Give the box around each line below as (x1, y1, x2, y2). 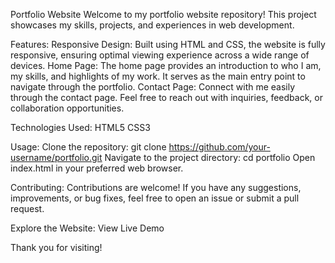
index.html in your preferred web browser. (10, 162, 184, 174)
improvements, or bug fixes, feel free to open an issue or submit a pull (10, 192, 300, 204)
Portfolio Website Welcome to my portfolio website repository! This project (10, 9, 317, 20)
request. (10, 203, 45, 214)
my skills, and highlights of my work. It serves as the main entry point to (10, 70, 306, 82)
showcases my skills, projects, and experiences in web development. (10, 19, 295, 31)
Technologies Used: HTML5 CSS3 (10, 122, 151, 133)
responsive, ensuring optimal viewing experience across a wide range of (10, 49, 310, 61)
